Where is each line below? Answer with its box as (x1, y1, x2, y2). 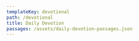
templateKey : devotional (6, 8, 70, 15)
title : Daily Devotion (6, 20, 64, 26)
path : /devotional (6, 14, 53, 20)
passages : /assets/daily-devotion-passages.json (6, 25, 133, 32)
